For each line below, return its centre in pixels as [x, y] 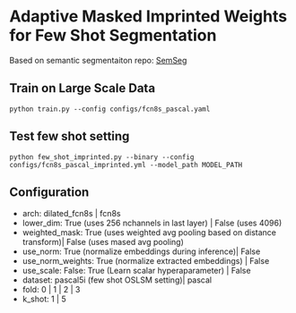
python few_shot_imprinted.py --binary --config [102, 157]
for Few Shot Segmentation [113, 35]
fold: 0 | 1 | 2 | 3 [51, 290]
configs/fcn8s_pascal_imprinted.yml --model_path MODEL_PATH [126, 165]
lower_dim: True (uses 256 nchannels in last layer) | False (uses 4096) [152, 223]
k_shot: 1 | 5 [44, 299]
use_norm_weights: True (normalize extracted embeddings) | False [146, 261]
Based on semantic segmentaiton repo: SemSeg [98, 60]
